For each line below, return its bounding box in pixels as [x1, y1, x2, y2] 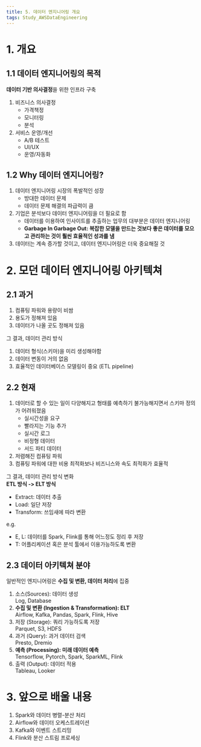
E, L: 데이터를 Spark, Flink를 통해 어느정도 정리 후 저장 [14, 533, 144, 540]
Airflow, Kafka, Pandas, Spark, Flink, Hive [14, 611, 118, 618]
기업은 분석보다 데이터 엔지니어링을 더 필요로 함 [14, 210, 127, 217]
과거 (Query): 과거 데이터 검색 [14, 632, 86, 639]
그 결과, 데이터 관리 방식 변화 [6, 473, 74, 480]
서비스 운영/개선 [14, 128, 53, 136]
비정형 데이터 [24, 437, 56, 445]
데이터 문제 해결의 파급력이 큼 [24, 202, 94, 210]
